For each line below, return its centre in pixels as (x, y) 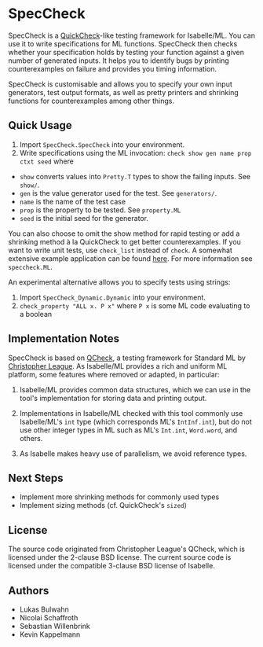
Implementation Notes (64, 339)
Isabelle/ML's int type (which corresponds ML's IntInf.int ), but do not (136, 421)
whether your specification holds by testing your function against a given (126, 52)
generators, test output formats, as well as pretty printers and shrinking (124, 92)
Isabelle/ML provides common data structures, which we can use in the (135, 389)
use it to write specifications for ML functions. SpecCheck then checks (123, 43)
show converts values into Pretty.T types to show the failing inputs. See (135, 176)
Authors (29, 590)
